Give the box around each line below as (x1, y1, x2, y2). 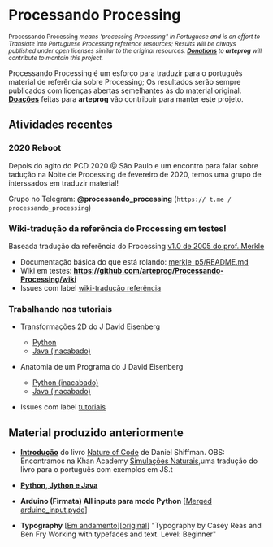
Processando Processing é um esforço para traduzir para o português (8, 68, 243, 78)
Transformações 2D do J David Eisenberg (19, 322, 161, 331)
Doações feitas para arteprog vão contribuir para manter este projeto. (8, 94, 244, 103)
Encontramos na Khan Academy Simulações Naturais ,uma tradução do (19, 456, 258, 466)
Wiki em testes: (19, 265, 72, 275)
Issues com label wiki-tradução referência (19, 282, 162, 292)
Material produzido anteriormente (8, 426, 184, 440)
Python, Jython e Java (19, 480, 98, 490)
